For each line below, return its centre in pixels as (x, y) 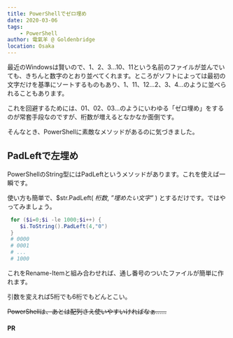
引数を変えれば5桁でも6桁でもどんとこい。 (69, 296)
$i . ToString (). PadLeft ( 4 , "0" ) (64, 226)
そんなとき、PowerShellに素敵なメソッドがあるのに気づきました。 (103, 132)
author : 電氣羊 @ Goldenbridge (51, 40)
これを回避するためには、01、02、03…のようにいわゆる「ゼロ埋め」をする (116, 108)
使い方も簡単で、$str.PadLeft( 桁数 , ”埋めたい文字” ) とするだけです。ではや (116, 197)
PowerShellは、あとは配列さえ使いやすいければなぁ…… (87, 311)
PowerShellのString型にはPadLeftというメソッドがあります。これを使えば (113, 174)
